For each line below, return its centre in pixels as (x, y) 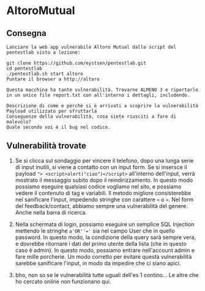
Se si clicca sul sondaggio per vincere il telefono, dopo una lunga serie (104, 160)
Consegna (27, 33)
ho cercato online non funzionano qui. (63, 281)
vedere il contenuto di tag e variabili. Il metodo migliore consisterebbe (103, 193)
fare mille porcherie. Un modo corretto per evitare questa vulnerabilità (103, 256)
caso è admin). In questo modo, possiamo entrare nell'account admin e (105, 250)
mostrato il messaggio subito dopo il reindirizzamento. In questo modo (104, 180)
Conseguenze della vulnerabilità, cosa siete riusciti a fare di (91, 117)
